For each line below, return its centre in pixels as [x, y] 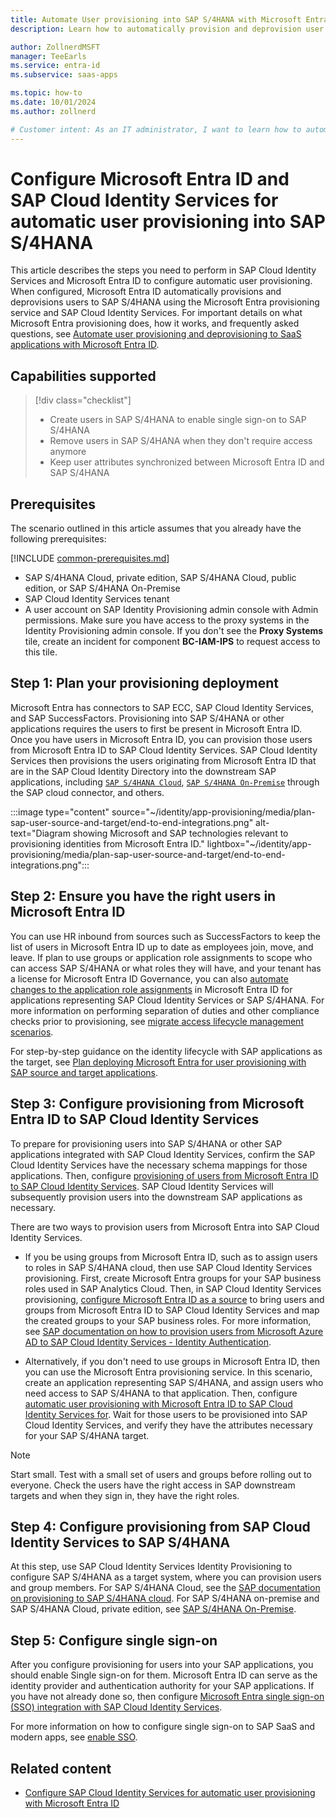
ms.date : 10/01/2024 [53, 102]
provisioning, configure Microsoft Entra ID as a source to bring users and [174, 1299]
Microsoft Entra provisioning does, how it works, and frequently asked [155, 323]
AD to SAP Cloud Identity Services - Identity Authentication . [148, 1342]
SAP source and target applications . [84, 1072]
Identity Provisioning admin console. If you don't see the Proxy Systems [174, 631]
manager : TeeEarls [48, 56]
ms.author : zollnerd [53, 111]
